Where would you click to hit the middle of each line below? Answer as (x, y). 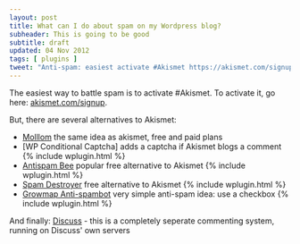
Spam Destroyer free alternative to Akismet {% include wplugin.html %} (154, 184)
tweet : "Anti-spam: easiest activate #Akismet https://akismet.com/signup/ (153, 68)
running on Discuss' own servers (70, 230)
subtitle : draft (39, 42)
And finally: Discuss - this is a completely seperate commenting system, (142, 221)
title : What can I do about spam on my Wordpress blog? (115, 26)
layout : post (33, 17)
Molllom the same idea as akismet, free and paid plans (122, 137)
